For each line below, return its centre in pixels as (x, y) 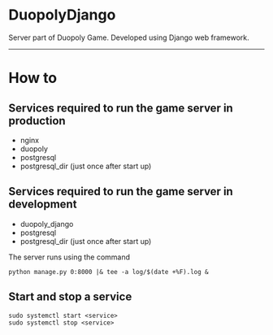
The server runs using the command (69, 257)
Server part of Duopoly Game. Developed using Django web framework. (129, 37)
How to (33, 78)
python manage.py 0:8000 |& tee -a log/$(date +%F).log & (108, 272)
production (37, 121)
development (43, 204)
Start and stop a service (70, 297)
